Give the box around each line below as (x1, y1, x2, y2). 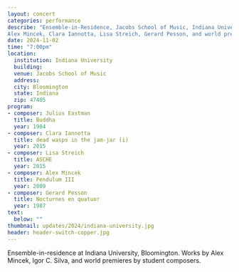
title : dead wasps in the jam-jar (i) (14, 136, 129, 143)
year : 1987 (14, 202, 46, 210)
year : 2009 (14, 182, 46, 189)
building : (14, 63, 43, 70)
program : (7, 103, 33, 110)
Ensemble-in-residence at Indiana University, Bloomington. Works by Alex (7, 249, 224, 257)
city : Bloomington (14, 83, 69, 90)
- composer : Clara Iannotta (7, 130, 91, 137)
